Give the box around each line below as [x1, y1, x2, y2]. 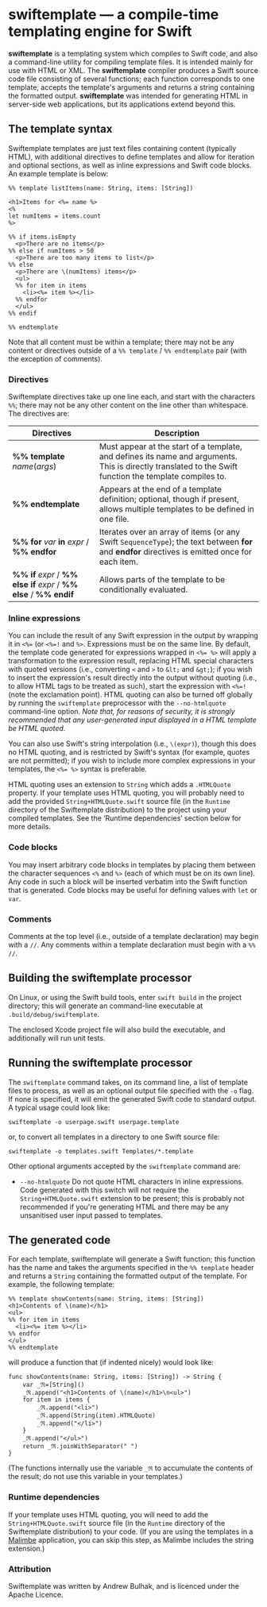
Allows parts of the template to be [99, 574, 226, 585]
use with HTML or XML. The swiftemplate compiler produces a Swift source [8, 65, 258, 75]
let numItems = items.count [8, 212, 102, 220]
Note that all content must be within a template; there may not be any [8, 337, 234, 346]
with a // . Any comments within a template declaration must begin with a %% [8, 940, 256, 949]
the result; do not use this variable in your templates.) [8, 1472, 183, 1481]
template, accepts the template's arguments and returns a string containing [8, 82, 255, 92]
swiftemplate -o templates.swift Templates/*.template [8, 1147, 194, 1155]
